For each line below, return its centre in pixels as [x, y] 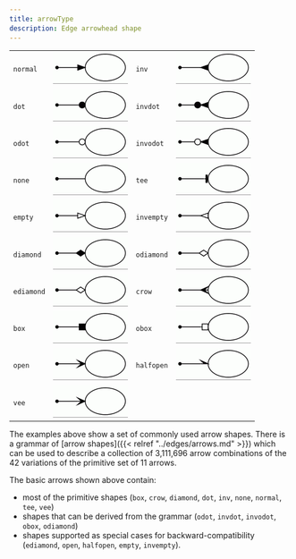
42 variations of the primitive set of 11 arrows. [93, 462]
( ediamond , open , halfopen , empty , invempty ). [101, 545]
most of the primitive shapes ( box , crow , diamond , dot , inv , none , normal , [152, 497]
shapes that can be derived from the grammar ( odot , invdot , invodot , [149, 516]
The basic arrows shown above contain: [83, 480]
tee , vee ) [38, 507]
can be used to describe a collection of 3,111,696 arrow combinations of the [148, 453]
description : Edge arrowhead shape [76, 28]
